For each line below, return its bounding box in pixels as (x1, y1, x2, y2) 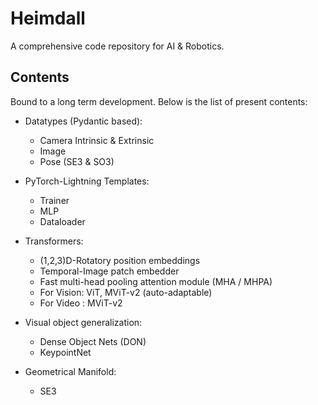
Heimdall (10, 7, 86, 30)
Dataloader (39, 215, 86, 227)
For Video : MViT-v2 (39, 297, 123, 309)
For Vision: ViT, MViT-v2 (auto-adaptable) (39, 286, 213, 298)
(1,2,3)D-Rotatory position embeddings (39, 254, 201, 266)
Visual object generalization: (24, 316, 143, 328)
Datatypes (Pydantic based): (24, 115, 143, 127)
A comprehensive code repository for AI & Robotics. (10, 40, 225, 52)
